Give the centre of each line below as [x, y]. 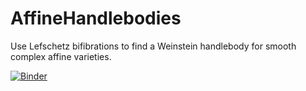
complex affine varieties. [61, 56]
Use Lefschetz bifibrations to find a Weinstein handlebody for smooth [153, 46]
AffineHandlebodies [96, 18]
